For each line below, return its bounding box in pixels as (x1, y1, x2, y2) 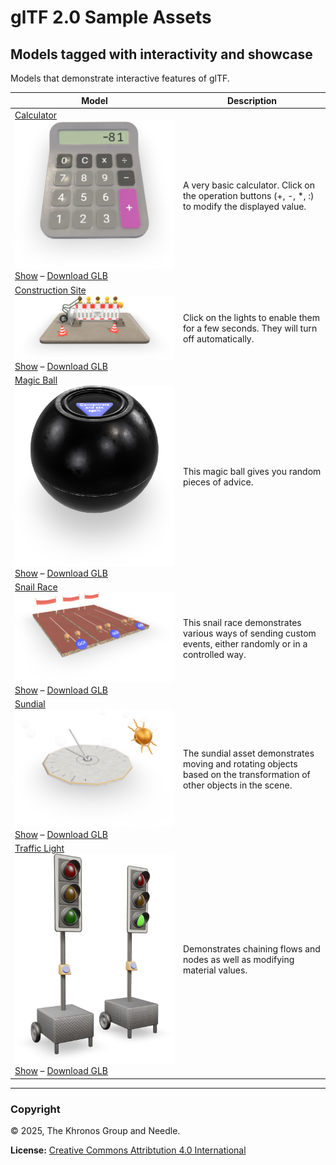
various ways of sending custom (182, 627, 317, 639)
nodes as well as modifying (182, 954, 295, 966)
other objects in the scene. (182, 779, 293, 791)
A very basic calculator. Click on (182, 179, 316, 191)
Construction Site (14, 284, 87, 296)
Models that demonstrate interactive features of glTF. (10, 72, 230, 84)
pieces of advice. (182, 476, 254, 488)
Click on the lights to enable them (182, 311, 320, 323)
